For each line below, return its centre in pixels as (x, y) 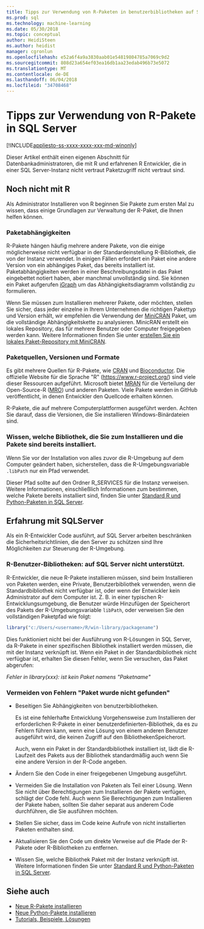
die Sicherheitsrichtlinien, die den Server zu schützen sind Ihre (85, 542)
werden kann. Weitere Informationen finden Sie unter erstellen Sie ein (93, 335)
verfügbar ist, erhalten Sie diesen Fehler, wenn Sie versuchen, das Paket (97, 658)
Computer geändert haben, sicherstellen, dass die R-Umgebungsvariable (98, 464)
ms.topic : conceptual (34, 35)
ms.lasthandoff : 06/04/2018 (42, 80)
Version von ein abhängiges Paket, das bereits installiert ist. (81, 265)
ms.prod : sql (23, 18)
